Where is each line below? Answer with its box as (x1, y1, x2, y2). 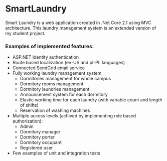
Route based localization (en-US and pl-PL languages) (12, 60, 125, 66)
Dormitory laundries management (20, 86, 90, 92)
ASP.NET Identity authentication (12, 54, 79, 60)
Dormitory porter (20, 134, 55, 140)
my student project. (5, 30, 46, 36)
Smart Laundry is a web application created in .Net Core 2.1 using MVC (5, 20, 151, 26)
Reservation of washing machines (20, 107, 90, 113)
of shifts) (20, 102, 39, 108)
